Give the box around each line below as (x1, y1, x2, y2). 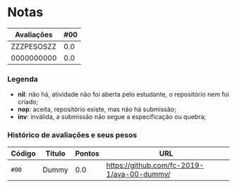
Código (11, 149, 36, 158)
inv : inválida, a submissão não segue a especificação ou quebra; (17, 113, 207, 121)
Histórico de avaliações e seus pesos (7, 130, 138, 140)
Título (45, 149, 66, 158)
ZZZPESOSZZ (11, 42, 56, 51)
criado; (17, 98, 39, 106)
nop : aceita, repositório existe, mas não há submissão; (17, 105, 176, 113)
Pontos (75, 149, 100, 158)
